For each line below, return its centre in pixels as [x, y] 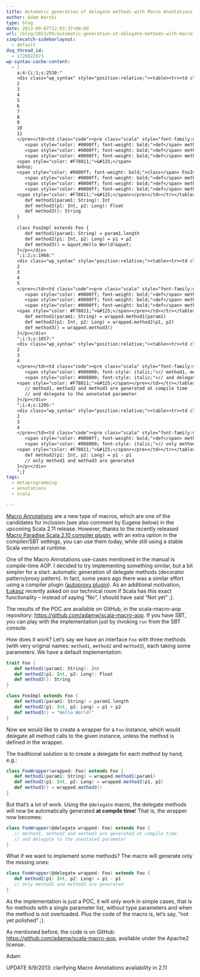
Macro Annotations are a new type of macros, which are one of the [88, 516]
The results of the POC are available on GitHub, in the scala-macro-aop [94, 609]
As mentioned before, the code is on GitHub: [61, 932]
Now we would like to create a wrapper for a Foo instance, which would [93, 729]
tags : [13, 477]
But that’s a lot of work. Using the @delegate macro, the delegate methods [96, 804]
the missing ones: [28, 863]
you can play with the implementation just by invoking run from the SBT [93, 621]
